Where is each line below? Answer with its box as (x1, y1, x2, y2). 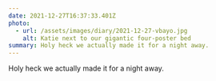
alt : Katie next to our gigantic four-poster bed (22, 34, 192, 43)
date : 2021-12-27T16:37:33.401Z (8, 11, 116, 20)
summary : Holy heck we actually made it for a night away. (8, 42, 210, 50)
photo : (8, 19, 30, 27)
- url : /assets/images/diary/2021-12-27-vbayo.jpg (15, 26, 188, 34)
